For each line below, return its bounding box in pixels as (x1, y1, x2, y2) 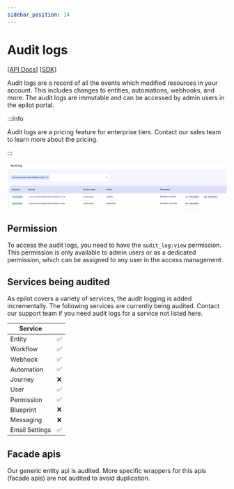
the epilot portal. (7, 101, 54, 109)
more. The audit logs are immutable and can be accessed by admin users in (7, 93, 225, 102)
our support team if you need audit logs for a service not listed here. (7, 309, 203, 317)
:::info (7, 114, 24, 122)
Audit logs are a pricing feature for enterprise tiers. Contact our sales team (7, 127, 221, 136)
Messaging (10, 416, 42, 424)
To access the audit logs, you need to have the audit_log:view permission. (7, 241, 221, 250)
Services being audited (7, 275, 110, 288)
